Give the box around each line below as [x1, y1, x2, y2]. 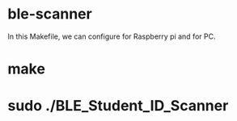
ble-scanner [7, 5, 92, 23]
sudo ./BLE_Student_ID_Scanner [7, 97, 229, 115]
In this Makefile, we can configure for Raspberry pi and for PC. [7, 31, 216, 41]
